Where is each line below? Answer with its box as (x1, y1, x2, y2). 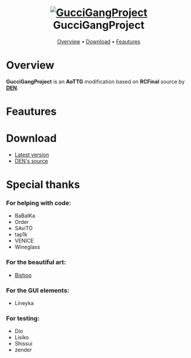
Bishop (14, 272, 32, 279)
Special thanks (6, 178, 81, 192)
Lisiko (14, 334, 29, 341)
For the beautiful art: (6, 258, 66, 266)
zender (14, 346, 32, 353)
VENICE (14, 237, 34, 245)
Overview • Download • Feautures (56, 38, 141, 45)
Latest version (14, 151, 49, 158)
